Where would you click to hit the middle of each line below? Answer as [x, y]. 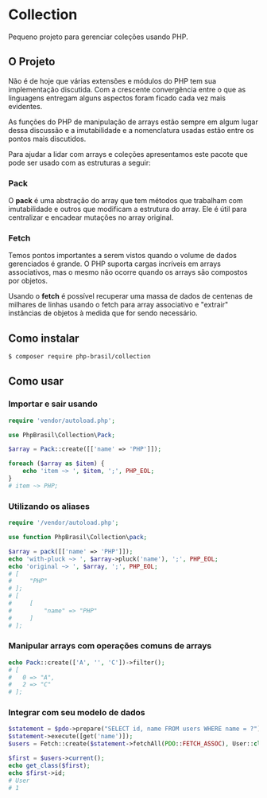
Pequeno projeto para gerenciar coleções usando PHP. [98, 37]
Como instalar [44, 338]
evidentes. [25, 106]
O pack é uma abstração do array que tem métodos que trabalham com [126, 201]
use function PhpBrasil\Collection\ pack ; [78, 538]
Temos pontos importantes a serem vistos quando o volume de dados [122, 256]
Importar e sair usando [53, 404]
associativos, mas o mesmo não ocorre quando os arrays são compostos [128, 272]
